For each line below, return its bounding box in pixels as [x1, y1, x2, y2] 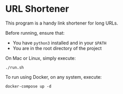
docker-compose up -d [5, 84, 52, 89]
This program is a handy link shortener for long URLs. [5, 20, 118, 26]
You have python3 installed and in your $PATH [12, 39, 107, 46]
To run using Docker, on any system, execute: [5, 74, 102, 80]
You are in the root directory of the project [12, 45, 102, 51]
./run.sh [5, 65, 24, 70]
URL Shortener [5, 3, 69, 15]
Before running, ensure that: [5, 30, 65, 36]
